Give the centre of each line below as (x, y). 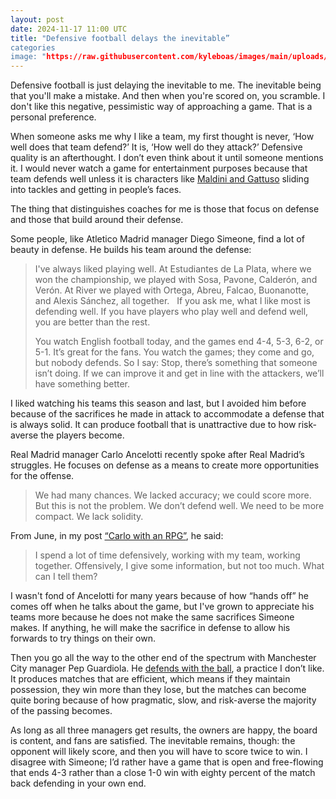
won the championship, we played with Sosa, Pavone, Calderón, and (176, 280)
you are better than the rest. (92, 322)
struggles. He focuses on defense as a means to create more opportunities (165, 465)
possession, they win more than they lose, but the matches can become (158, 690)
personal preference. (53, 117)
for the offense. (42, 476)
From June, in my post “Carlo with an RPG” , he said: (117, 536)
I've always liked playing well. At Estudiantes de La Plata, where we (173, 269)
